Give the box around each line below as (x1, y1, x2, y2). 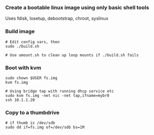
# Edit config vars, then (5, 39, 60, 44)
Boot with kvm (5, 64, 41, 71)
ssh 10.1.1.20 (5, 97, 35, 102)
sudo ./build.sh (5, 44, 39, 49)
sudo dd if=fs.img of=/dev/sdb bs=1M (5, 125, 85, 130)
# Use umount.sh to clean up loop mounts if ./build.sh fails (5, 52, 139, 58)
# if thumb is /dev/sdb (5, 120, 56, 125)
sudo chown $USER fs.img (5, 75, 58, 80)
